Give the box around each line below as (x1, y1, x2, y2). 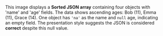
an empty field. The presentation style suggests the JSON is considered (5, 20, 155, 26)
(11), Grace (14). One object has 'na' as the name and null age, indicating (5, 15, 158, 20)
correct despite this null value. (5, 25, 69, 31)
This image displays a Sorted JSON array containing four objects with (5, 4, 150, 10)
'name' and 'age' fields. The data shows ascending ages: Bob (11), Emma (5, 9, 156, 15)
